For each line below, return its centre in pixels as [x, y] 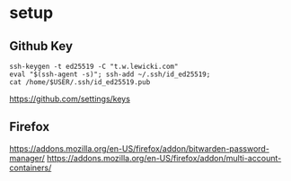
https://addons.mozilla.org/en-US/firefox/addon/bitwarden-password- [139, 148]
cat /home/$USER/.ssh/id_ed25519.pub [80, 82]
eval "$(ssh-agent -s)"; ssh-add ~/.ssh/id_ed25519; [110, 74]
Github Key [41, 46]
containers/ [31, 168]
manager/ [27, 158]
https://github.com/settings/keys [70, 99]
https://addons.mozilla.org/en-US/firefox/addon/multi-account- [164, 158]
